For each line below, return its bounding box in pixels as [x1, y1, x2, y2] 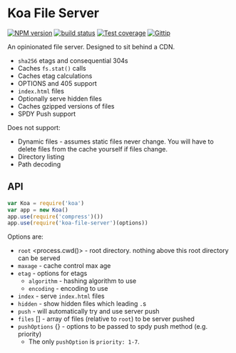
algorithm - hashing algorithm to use [28, 277, 137, 285]
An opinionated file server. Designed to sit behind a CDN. [7, 42, 175, 51]
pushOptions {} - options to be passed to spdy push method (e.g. [17, 322, 208, 331]
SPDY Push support [17, 109, 76, 118]
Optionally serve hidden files [17, 94, 102, 103]
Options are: [7, 232, 44, 241]
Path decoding [17, 159, 61, 169]
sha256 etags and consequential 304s [17, 56, 128, 65]
